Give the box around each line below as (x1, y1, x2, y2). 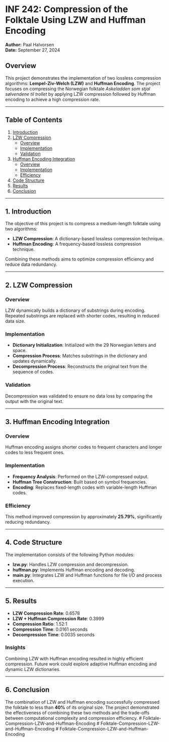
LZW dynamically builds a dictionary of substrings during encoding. (5, 307, 146, 313)
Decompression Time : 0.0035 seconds (12, 631, 95, 638)
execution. (12, 577, 35, 583)
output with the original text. (5, 398, 64, 404)
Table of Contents (5, 116, 63, 124)
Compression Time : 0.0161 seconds (12, 626, 88, 632)
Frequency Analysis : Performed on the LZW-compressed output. (12, 474, 149, 480)
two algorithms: (5, 226, 38, 232)
